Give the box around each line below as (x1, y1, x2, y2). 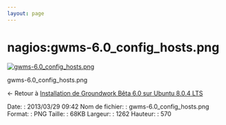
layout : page (7, 10, 45, 17)
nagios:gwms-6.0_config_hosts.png (7, 39, 220, 55)
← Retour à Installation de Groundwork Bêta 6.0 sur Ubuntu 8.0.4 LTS (7, 89, 203, 97)
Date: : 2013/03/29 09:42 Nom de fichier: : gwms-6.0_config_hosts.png (7, 102, 210, 111)
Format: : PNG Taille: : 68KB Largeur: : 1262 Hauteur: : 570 (7, 109, 172, 117)
